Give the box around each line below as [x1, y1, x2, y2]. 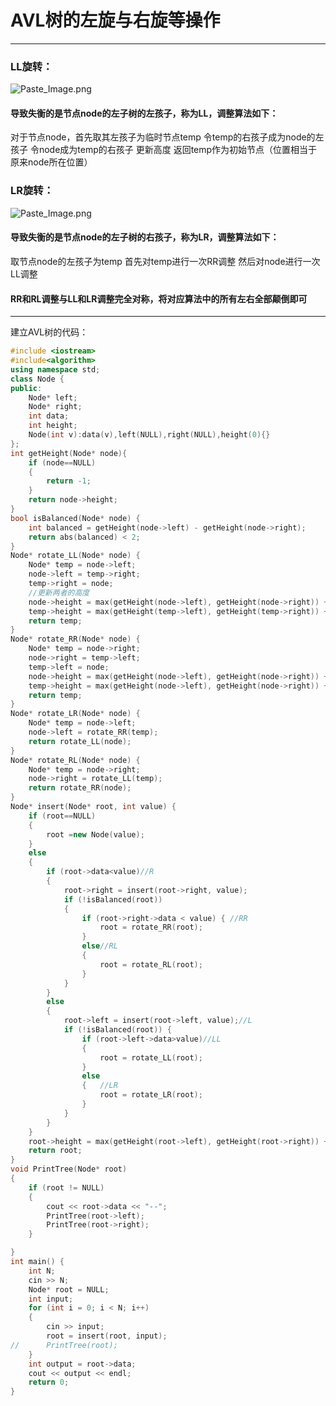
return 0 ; [28, 1377, 70, 1388]
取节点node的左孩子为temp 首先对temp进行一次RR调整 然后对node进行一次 [10, 255, 321, 267]
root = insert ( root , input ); [46, 1331, 168, 1341]
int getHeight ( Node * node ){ [10, 448, 128, 458]
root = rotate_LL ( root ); [99, 1052, 203, 1063]
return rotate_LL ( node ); [28, 736, 132, 746]
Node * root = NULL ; [28, 1284, 110, 1295]
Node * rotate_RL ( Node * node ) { [10, 755, 141, 765]
